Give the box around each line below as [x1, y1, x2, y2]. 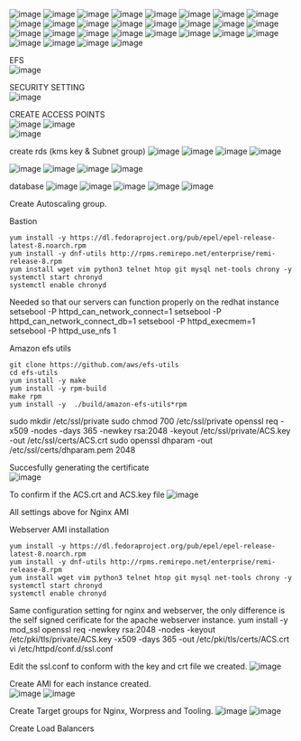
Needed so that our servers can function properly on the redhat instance [9, 296, 279, 307]
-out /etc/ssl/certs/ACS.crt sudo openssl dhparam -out [9, 435, 214, 446]
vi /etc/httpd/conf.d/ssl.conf [9, 643, 114, 654]
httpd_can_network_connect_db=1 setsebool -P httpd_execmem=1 [9, 316, 256, 326]
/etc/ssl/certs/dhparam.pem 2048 [9, 445, 136, 455]
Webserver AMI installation [9, 524, 110, 535]
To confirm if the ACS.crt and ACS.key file [9, 489, 165, 500]
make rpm [9, 392, 42, 401]
